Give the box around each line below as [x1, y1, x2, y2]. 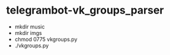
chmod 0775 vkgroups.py [14, 35, 78, 43]
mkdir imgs [14, 29, 43, 36]
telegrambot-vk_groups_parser [6, 4, 164, 17]
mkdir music [14, 23, 45, 30]
